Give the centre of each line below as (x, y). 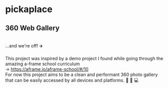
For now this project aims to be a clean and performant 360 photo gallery (81, 75)
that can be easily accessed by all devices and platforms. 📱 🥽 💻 (72, 80)
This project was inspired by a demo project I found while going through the (84, 58)
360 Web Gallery (32, 28)
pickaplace (29, 9)
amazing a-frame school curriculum (43, 64)
